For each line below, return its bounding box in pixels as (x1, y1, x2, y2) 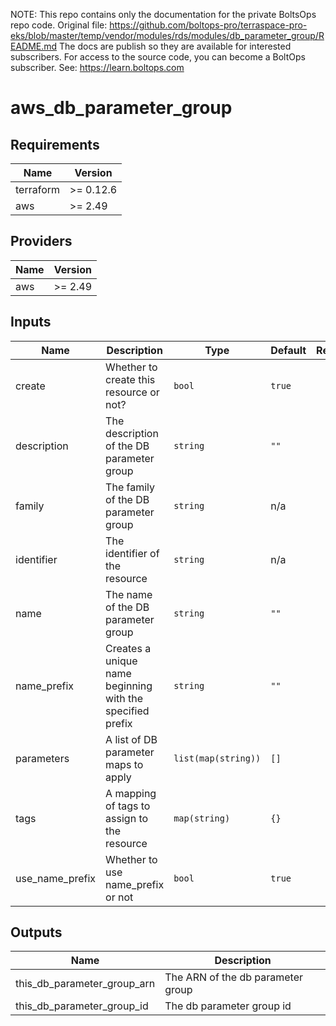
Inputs (10, 314, 52, 331)
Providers (10, 233, 73, 250)
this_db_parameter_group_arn (15, 977, 156, 991)
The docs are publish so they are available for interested (59, 40, 292, 52)
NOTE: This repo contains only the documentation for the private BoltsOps (10, 9, 317, 20)
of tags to (105, 799, 151, 813)
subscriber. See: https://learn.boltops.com (10, 62, 185, 73)
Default (270, 343, 307, 357)
